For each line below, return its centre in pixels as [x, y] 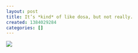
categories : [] [25, 28]
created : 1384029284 [32, 22]
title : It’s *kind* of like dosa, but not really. [70, 17]
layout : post [22, 11]
